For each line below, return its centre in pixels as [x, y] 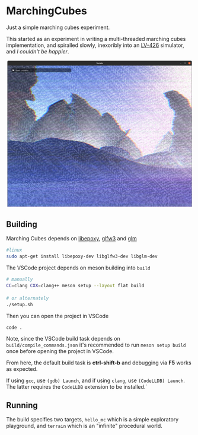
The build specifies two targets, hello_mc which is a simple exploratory [92, 420]
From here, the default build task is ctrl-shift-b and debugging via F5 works [99, 363]
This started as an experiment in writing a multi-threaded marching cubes [96, 39]
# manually [20, 280]
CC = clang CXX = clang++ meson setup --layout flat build [75, 286]
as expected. [22, 369]
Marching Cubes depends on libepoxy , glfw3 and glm [72, 239]
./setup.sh [20, 304]
